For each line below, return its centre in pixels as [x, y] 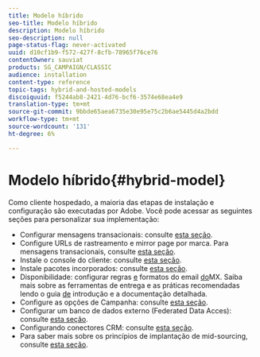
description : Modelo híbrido [56, 30]
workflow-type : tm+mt [44, 119]
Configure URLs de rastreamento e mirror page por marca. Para [124, 243]
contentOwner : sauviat [46, 60]
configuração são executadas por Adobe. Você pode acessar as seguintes [130, 211]
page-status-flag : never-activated [67, 45]
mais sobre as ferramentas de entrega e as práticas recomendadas [130, 285]
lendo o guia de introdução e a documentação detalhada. [114, 293]
